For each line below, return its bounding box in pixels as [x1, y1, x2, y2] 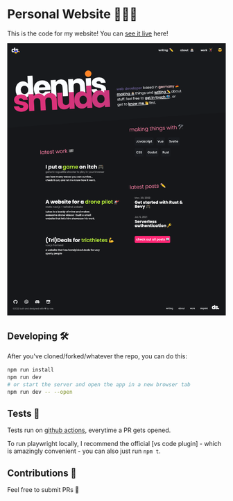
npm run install [7, 367, 54, 374]
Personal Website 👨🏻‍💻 [7, 6, 138, 22]
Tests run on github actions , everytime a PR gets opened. [7, 426, 171, 434]
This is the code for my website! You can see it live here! [7, 29, 169, 38]
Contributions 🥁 [7, 467, 77, 479]
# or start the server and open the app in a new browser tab [7, 381, 191, 388]
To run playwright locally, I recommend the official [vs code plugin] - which [7, 440, 222, 448]
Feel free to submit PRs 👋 [7, 486, 80, 494]
